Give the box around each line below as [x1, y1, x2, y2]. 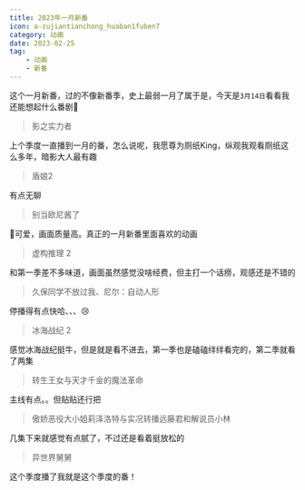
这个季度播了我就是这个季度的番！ [9, 471, 137, 482]
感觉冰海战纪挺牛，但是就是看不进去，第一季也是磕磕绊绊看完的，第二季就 [9, 344, 288, 355]
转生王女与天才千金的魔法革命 [31, 374, 143, 386]
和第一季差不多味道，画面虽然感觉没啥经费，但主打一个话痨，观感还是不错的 [9, 267, 296, 278]
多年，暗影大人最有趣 [16, 151, 97, 162]
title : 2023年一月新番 [9, 13, 89, 23]
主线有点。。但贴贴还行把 [9, 394, 102, 405]
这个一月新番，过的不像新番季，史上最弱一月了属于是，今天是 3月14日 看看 [9, 90, 282, 101]
